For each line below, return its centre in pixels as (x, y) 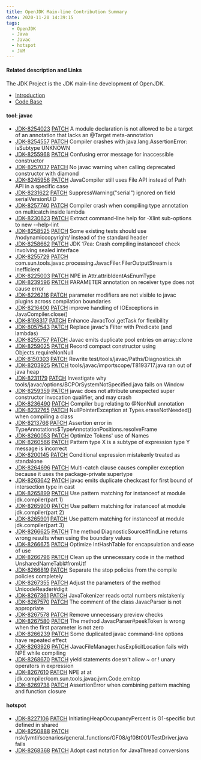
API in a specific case (42, 187)
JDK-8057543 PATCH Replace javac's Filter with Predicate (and (93, 327)
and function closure (40, 691)
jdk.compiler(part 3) (40, 525)
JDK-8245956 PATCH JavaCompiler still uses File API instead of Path (100, 180)
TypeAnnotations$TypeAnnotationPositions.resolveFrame (86, 429)
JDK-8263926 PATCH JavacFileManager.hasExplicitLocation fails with (101, 647)
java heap (27, 372)
